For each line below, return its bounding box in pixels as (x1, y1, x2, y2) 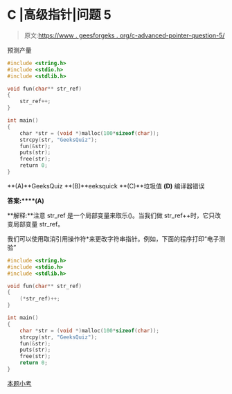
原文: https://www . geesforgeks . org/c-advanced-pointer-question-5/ (24, 31, 225, 39)
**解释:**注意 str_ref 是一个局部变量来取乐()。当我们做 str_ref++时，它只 (7, 211, 215, 220)
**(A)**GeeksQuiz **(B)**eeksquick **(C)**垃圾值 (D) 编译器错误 (7, 181, 205, 190)
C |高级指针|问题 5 (7, 7, 112, 23)
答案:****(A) (7, 196, 44, 205)
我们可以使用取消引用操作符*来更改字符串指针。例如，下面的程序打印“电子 (7, 234, 220, 243)
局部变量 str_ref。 (12, 220, 64, 228)
